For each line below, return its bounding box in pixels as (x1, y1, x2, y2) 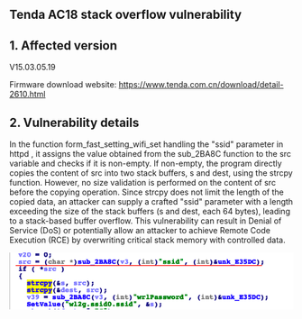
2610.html (9, 89, 46, 100)
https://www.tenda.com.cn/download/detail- (118, 79, 284, 90)
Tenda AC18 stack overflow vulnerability (9, 7, 242, 23)
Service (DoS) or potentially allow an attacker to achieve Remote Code (9, 225, 270, 236)
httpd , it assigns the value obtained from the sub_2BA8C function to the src (9, 149, 291, 159)
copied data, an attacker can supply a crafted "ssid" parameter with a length (9, 196, 294, 207)
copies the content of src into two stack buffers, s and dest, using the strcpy (9, 168, 293, 178)
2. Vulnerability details (9, 114, 140, 130)
